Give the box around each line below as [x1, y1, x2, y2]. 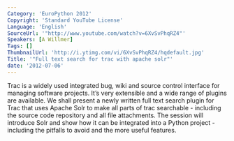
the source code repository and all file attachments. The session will [7, 111, 204, 119]
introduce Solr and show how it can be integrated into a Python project [7, 118, 211, 126]
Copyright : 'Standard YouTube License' [7, 17, 124, 24]
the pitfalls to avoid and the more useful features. [35, 126, 177, 134]
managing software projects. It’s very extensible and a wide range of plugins [7, 89, 227, 97]
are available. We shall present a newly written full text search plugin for [7, 96, 214, 105]
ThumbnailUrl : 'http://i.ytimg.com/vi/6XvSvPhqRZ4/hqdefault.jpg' [7, 50, 205, 57]
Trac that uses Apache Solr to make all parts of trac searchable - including [7, 103, 221, 112]
